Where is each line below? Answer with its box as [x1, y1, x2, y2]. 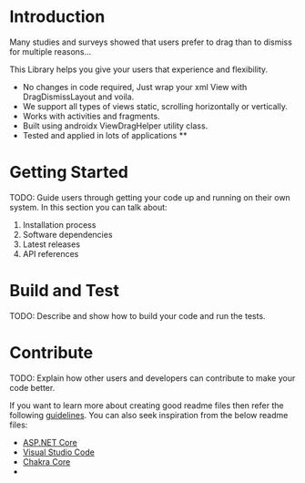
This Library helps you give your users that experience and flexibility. [9, 64, 269, 75]
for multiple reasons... [9, 46, 92, 57]
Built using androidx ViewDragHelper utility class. [22, 120, 208, 131]
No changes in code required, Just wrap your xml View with [22, 81, 248, 92]
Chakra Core [22, 456, 71, 467]
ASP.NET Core [22, 437, 77, 447]
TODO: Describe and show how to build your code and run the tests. [9, 310, 266, 321]
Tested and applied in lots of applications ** [22, 129, 188, 140]
